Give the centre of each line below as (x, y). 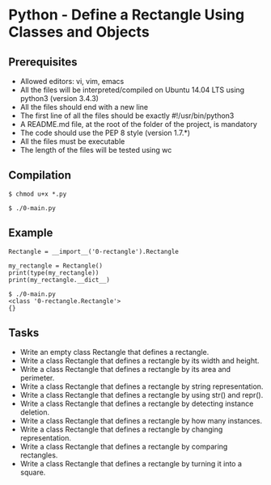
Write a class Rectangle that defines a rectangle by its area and (125, 369)
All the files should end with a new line (84, 107)
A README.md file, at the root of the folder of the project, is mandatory (138, 124)
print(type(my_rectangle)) (54, 272)
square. (33, 472)
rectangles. (39, 455)
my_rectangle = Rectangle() (56, 266)
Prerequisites (43, 62)
